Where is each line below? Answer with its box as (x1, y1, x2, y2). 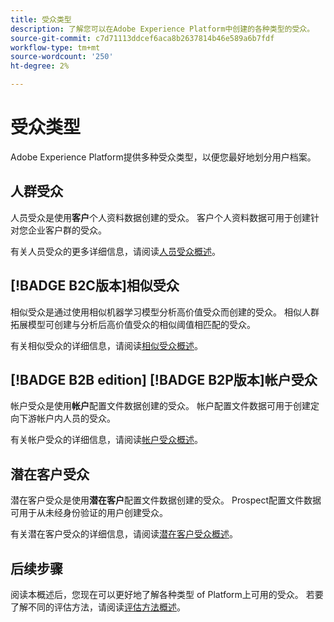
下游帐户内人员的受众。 (18, 412, 116, 425)
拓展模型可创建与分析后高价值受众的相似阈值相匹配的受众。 (10, 318, 256, 330)
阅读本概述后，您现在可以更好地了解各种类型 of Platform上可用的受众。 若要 (10, 589, 324, 600)
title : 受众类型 (10, 14, 72, 25)
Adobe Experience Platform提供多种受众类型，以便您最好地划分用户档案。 (10, 151, 317, 163)
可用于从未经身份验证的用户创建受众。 (10, 507, 168, 519)
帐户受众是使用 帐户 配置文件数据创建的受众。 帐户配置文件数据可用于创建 (10, 400, 311, 412)
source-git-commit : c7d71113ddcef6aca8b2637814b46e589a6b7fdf (10, 33, 275, 43)
